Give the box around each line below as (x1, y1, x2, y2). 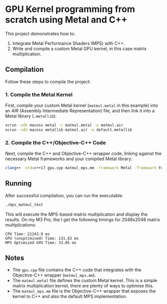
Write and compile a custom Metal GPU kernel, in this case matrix (12, 45, 147, 51)
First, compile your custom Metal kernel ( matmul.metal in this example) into (5, 102, 158, 108)
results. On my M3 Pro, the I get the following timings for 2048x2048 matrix (5, 216, 161, 223)
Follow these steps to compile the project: (5, 78, 91, 84)
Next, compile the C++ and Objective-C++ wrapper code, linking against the (5, 151, 162, 157)
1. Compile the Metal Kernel (5, 91, 73, 98)
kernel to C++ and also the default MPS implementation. (12, 294, 128, 300)
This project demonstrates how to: (5, 30, 76, 36)
